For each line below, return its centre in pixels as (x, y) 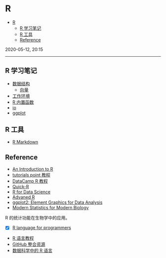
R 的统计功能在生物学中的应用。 (38, 218)
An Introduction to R (33, 169)
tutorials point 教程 (31, 175)
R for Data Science (31, 192)
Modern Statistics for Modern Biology (50, 208)
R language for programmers (42, 228)
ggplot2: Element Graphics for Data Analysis (57, 202)
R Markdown (25, 142)
